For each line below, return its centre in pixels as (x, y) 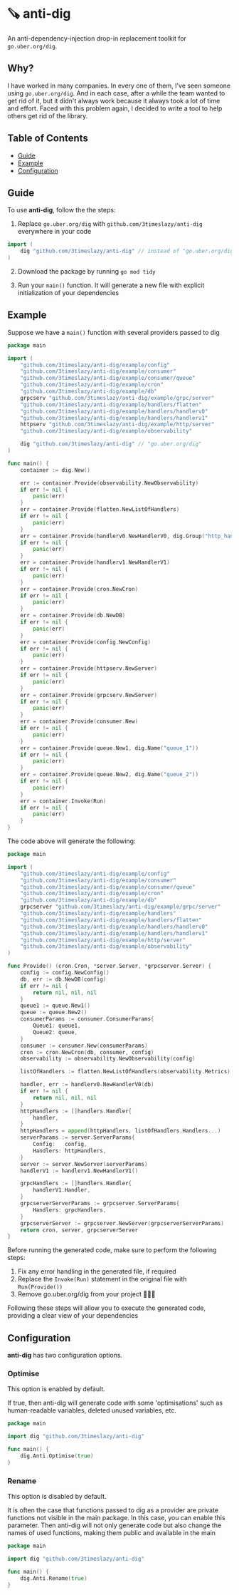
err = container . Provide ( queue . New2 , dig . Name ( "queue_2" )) (110, 775)
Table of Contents (48, 139)
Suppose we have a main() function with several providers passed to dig (114, 332)
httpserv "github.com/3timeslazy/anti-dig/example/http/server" (117, 425)
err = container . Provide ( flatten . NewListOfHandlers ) (100, 510)
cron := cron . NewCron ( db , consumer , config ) (87, 1052)
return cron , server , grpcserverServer (79, 1230)
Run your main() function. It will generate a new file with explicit (111, 285)
